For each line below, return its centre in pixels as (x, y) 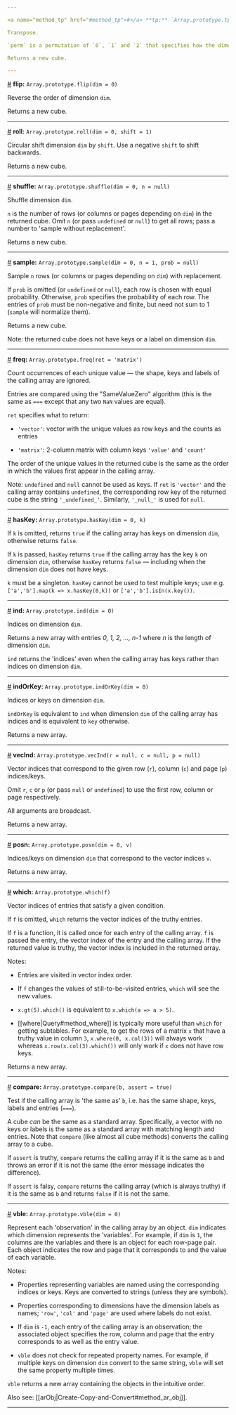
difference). (24, 1173)
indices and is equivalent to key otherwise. (68, 722)
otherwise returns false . (43, 541)
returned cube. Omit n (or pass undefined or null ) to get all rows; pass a (111, 221)
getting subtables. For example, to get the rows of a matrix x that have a (122, 1031)
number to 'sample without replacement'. (67, 228)
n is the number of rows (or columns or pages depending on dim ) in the (110, 214)
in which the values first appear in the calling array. (81, 471)
